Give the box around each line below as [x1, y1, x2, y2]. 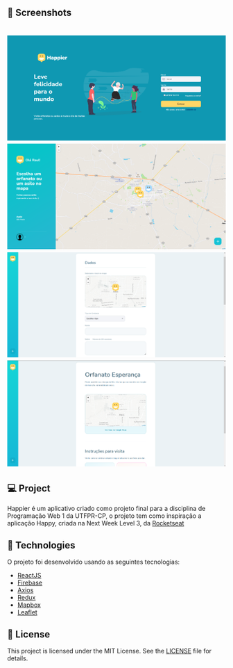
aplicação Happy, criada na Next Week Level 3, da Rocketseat [7, 519, 184, 528]
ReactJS [17, 571, 42, 580]
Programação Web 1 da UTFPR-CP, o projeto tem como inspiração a [7, 512, 202, 520]
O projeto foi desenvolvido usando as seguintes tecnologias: [7, 557, 180, 567]
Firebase [17, 578, 43, 587]
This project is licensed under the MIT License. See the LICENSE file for [7, 647, 212, 655]
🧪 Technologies [7, 539, 76, 551]
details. [7, 654, 28, 662]
